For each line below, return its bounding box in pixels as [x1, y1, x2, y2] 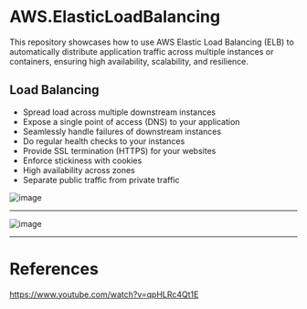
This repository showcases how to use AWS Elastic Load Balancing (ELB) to [9, 36, 294, 47]
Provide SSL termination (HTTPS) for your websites [22, 145, 217, 156]
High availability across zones [22, 164, 135, 175]
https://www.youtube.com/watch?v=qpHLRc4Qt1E [9, 289, 199, 300]
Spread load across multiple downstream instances [22, 107, 217, 118]
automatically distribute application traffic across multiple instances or [9, 46, 274, 57]
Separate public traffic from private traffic [22, 174, 180, 185]
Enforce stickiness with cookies [22, 155, 143, 166]
